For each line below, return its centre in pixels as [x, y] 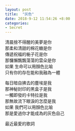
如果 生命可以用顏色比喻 [29, 67]
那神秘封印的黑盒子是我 [28, 89]
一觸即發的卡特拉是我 [26, 95]
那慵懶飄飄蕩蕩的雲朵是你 [30, 60]
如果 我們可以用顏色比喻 [29, 107]
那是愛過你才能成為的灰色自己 [35, 113]
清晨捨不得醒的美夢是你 [28, 42]
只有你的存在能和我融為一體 [33, 73]
